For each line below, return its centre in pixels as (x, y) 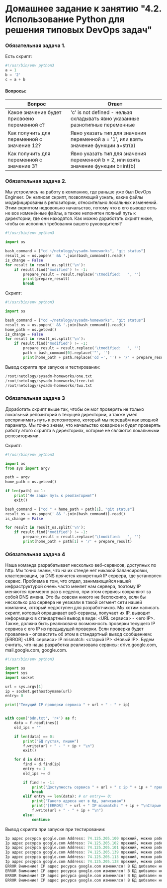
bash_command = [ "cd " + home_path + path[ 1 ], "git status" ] (70, 509)
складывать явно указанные (105, 119)
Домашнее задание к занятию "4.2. (83, 9)
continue (41, 820)
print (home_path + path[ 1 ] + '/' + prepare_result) (78, 542)
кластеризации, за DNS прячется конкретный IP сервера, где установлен (83, 576)
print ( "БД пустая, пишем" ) (51, 741)
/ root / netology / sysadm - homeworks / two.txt (49, 385)
